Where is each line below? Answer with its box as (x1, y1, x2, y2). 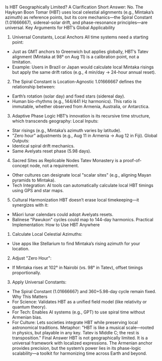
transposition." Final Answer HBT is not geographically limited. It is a (12, 335, 148, 341)
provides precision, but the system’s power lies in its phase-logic (12, 345, 141, 351)
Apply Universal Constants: (12, 279, 67, 285)
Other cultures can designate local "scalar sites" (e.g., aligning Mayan (12, 172, 151, 178)
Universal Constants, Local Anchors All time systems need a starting (12, 34, 148, 40)
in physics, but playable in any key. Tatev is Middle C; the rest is (12, 330, 139, 335)
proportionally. (12, 270, 41, 276)
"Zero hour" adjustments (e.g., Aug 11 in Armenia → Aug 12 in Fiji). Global (12, 133, 158, 138)
